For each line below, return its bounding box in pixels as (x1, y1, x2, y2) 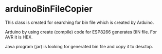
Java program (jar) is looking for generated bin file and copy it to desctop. (5, 43, 153, 49)
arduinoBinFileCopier (5, 3, 93, 15)
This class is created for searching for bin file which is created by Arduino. (5, 19, 154, 25)
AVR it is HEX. (5, 34, 33, 40)
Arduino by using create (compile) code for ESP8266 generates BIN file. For (5, 29, 157, 35)
